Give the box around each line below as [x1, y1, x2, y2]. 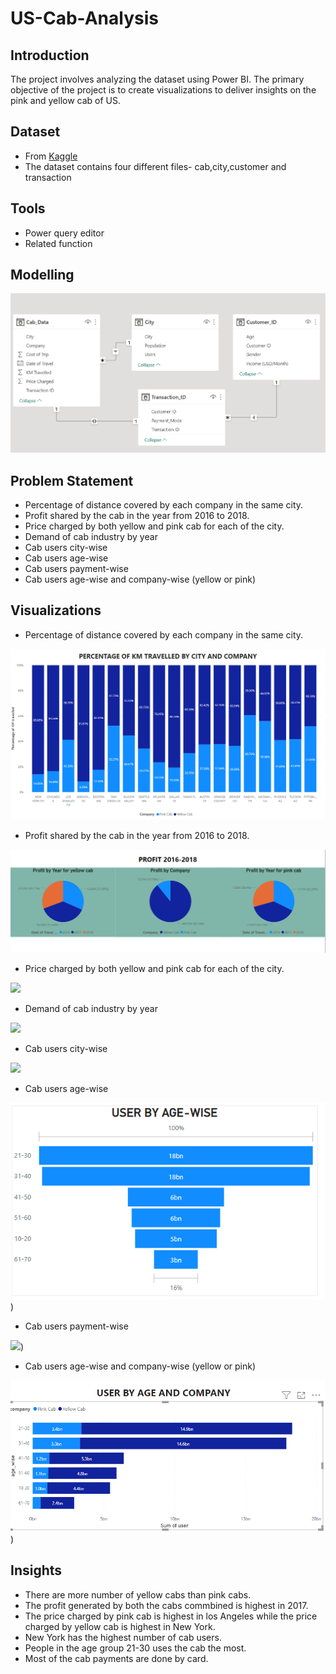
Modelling [10, 267, 75, 284]
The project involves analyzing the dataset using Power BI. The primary [10, 73, 305, 85]
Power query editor [24, 227, 105, 239]
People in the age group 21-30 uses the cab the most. [24, 1642, 247, 1654]
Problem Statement [10, 472, 134, 489]
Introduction [10, 47, 90, 64]
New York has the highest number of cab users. [24, 1631, 222, 1643]
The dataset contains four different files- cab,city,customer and [24, 160, 287, 172]
